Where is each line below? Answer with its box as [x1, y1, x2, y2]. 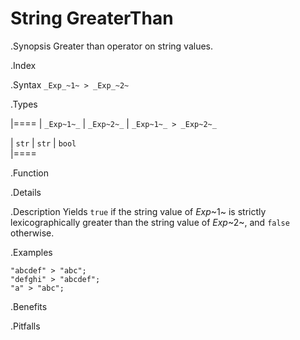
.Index [10, 59, 37, 71]
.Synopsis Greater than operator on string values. [10, 40, 214, 52]
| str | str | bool [10, 137, 77, 149]
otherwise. [10, 227, 55, 239]
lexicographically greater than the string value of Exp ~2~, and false [10, 216, 290, 228]
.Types [10, 98, 38, 110]
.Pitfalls [10, 320, 41, 332]
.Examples [10, 246, 53, 258]
